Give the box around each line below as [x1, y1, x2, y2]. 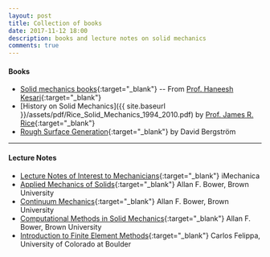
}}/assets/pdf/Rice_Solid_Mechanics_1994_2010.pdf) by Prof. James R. [19, 110, 254, 120]
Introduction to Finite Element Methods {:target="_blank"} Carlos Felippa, [19, 230, 261, 240]
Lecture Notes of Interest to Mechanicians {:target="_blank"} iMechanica [19, 170, 260, 181]
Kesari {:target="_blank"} [19, 93, 102, 103]
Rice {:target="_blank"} [19, 118, 96, 128]
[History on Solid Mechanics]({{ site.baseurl [19, 101, 166, 111]
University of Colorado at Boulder [19, 239, 131, 249]
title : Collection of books [8, 19, 103, 27]
